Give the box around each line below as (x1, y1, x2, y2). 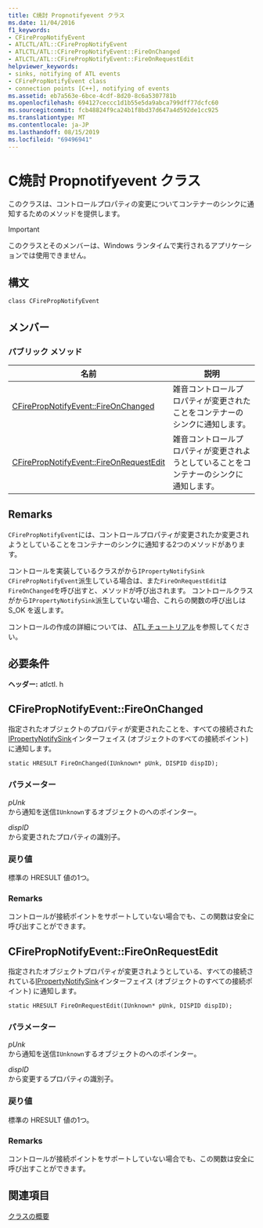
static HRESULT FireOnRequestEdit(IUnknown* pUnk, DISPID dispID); (8, 1002, 233, 1010)
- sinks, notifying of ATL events (8, 70, 121, 78)
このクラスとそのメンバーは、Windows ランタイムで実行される (8, 241, 211, 250)
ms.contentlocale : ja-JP (8, 121, 89, 129)
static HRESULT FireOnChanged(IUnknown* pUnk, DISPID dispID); (8, 759, 219, 768)
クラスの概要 (8, 1211, 49, 1221)
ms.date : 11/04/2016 (8, 19, 76, 27)
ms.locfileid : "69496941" (8, 135, 92, 144)
